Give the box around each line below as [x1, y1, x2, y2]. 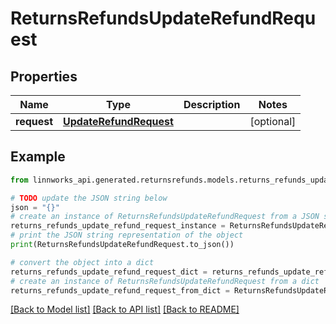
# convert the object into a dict [10, 257, 155, 267]
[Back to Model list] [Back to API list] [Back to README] [10, 303, 240, 316]
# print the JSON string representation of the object [10, 230, 244, 241]
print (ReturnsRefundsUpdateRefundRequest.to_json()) [10, 240, 235, 250]
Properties [10, 68, 78, 85]
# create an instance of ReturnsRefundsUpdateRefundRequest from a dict [10, 276, 320, 286]
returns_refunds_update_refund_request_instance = [10, 221, 226, 231]
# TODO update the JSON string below [10, 193, 168, 203]
